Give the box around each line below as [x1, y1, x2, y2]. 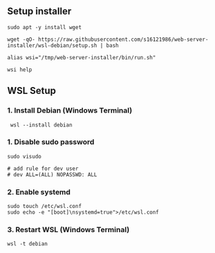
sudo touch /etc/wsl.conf [7, 203, 82, 210]
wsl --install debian [10, 121, 73, 129]
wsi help [7, 66, 32, 73]
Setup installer [7, 6, 72, 17]
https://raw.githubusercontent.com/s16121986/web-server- [37, 36, 209, 43]
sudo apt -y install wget [7, 24, 82, 30]
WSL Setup [7, 85, 57, 97]
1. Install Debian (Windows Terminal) [7, 106, 133, 115]
